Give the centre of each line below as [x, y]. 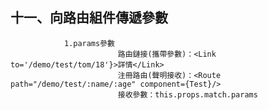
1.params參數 [89, 43]
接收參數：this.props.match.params [187, 94]
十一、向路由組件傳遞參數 [89, 18]
